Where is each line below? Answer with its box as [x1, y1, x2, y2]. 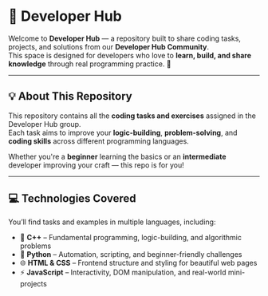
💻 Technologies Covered [8, 191, 137, 206]
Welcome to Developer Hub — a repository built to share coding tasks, [8, 34, 242, 43]
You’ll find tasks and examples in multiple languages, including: [8, 217, 216, 227]
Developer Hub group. [8, 119, 81, 128]
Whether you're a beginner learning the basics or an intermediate [8, 152, 227, 161]
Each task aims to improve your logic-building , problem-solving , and [8, 128, 238, 137]
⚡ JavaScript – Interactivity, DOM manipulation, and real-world [19, 267, 227, 277]
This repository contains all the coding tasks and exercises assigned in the [8, 111, 257, 120]
